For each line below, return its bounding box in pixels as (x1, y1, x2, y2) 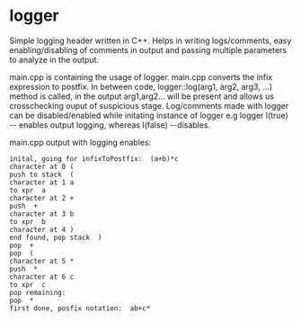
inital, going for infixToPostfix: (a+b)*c (9, 154, 179, 163)
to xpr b (9, 217, 47, 226)
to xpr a (9, 185, 47, 194)
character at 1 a (9, 177, 75, 187)
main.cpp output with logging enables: (9, 137, 152, 148)
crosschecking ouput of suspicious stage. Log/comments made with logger (9, 100, 289, 111)
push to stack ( (9, 170, 75, 179)
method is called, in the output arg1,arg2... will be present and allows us (9, 91, 275, 102)
